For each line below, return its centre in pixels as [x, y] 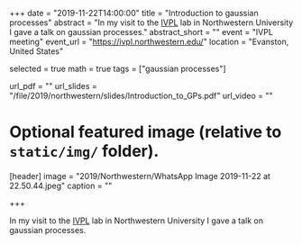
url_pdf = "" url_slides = [53, 86]
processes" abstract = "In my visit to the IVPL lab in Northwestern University [151, 23]
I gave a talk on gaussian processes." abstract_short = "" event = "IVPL [141, 32]
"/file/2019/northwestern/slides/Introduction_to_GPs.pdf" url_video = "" [141, 95]
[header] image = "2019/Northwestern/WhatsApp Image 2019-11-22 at [140, 176]
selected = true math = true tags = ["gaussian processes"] [118, 68]
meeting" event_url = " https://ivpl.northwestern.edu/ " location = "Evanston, [149, 41]
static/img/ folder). [84, 151]
